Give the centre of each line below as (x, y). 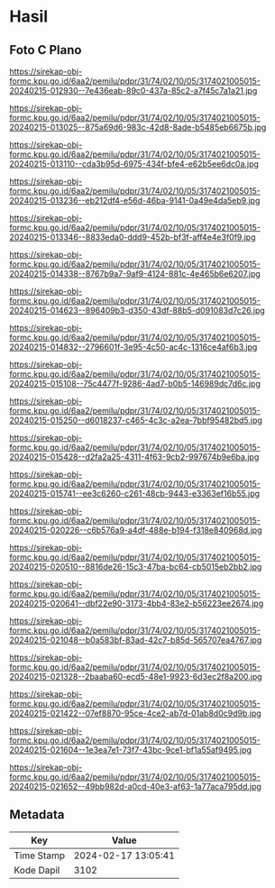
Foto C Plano (46, 50)
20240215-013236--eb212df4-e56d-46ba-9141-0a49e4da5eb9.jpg (135, 201)
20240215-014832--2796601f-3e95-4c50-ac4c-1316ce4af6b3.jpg (133, 347)
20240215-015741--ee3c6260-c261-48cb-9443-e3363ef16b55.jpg (134, 494)
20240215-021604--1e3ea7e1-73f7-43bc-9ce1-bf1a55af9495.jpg (131, 750)
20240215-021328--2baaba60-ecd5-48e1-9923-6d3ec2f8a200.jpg (136, 677)
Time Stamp (40, 856)
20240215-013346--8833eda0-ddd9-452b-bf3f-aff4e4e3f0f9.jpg (133, 237)
